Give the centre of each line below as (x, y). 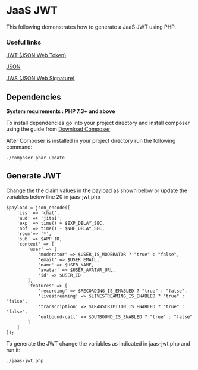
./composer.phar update (36, 158)
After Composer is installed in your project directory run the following (91, 141)
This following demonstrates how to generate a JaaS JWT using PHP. (91, 27)
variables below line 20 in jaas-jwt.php (54, 196)
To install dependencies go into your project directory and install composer (98, 123)
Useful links (24, 42)
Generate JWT (34, 176)
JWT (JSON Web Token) (36, 55)
